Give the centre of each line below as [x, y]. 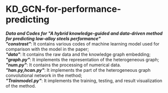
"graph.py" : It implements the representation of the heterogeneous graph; [82, 59]
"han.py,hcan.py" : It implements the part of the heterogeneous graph [78, 70]
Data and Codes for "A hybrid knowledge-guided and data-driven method [84, 33]
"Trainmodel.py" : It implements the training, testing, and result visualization [84, 81]
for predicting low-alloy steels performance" [53, 39]
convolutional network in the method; [44, 75]
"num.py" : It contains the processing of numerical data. [63, 65]
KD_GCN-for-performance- [63, 9]
